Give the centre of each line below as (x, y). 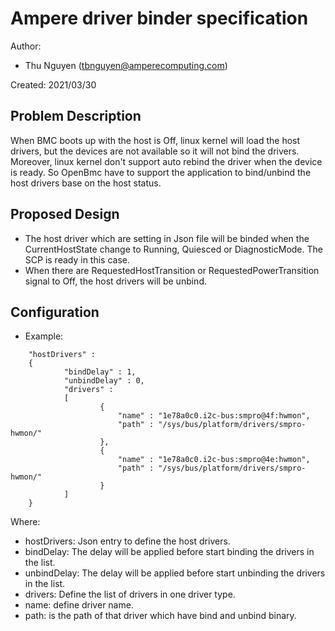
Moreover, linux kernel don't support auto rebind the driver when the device (166, 161)
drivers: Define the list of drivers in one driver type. (130, 594)
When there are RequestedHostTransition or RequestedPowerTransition (172, 270)
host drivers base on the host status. (86, 183)
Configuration (55, 312)
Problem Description (76, 116)
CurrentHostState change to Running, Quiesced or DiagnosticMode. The (173, 249)
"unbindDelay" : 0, (104, 381)
